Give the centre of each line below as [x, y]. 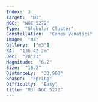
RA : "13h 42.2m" [28, 51]
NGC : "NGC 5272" [28, 23]
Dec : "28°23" [24, 56]
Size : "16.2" [24, 67]
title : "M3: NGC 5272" [35, 90]
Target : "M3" [24, 17]
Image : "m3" [23, 40]
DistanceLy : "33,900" [35, 73]
